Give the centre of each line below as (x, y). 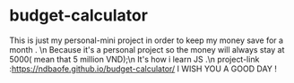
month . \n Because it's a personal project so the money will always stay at (147, 49)
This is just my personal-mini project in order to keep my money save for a (147, 40)
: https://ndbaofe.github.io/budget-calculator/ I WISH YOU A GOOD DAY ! (143, 69)
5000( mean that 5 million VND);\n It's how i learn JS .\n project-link (134, 59)
